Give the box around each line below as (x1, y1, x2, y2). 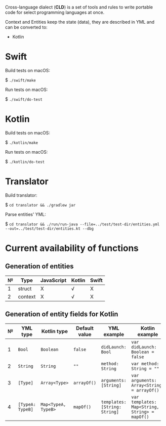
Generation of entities (5, 262, 74, 271)
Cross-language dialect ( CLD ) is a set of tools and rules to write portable (5, 4, 153, 10)
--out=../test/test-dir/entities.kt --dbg (5, 226, 94, 231)
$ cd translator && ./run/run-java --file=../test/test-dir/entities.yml (5, 221, 160, 227)
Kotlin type (41, 328, 68, 335)
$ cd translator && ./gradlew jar (5, 202, 76, 208)
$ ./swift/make (5, 77, 36, 83)
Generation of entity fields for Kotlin (5, 310, 119, 318)
